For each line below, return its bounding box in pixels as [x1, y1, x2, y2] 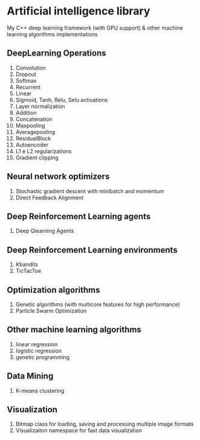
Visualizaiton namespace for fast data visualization [15, 427, 143, 434]
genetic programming [15, 353, 70, 360]
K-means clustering [15, 387, 65, 394]
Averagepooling [15, 128, 56, 135]
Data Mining [7, 371, 54, 381]
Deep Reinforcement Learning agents [7, 211, 151, 222]
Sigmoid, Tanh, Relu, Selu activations [15, 96, 108, 103]
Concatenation [15, 115, 53, 123]
